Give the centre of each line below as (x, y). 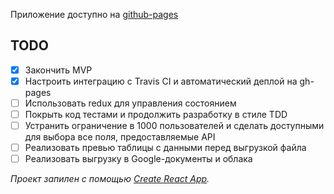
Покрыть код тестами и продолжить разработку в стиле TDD (156, 114)
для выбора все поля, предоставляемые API (120, 137)
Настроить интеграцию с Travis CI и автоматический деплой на (161, 81)
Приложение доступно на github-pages (94, 14)
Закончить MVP (58, 70)
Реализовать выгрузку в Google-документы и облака (138, 159)
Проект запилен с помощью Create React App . (110, 179)
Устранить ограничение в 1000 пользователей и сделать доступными (174, 126)
